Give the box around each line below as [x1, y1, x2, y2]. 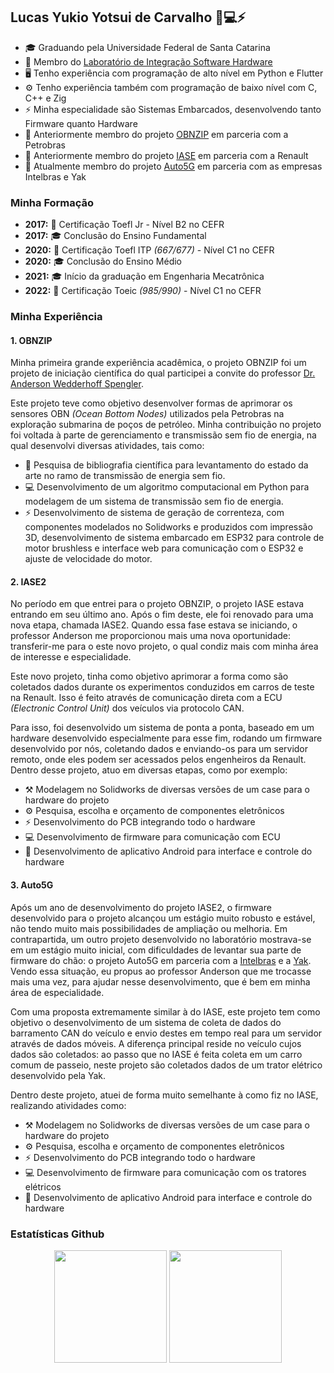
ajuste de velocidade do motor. [24, 553, 153, 565]
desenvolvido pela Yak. [10, 1069, 106, 1081]
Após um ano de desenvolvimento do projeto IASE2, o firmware [10, 901, 272, 913]
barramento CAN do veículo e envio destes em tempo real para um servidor [10, 1027, 323, 1039]
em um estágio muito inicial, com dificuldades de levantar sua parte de [10, 944, 302, 956]
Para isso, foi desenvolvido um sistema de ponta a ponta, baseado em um [10, 722, 315, 734]
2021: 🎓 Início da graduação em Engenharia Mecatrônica [24, 270, 265, 283]
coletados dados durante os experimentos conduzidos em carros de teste [10, 681, 315, 693]
